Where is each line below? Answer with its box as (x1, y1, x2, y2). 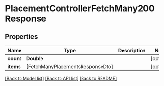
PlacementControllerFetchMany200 (5, 3, 155, 14)
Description (118, 47, 146, 53)
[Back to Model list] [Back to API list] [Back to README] (5, 76, 117, 81)
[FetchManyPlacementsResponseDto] (26, 63, 114, 69)
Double (26, 55, 43, 62)
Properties (5, 33, 38, 41)
